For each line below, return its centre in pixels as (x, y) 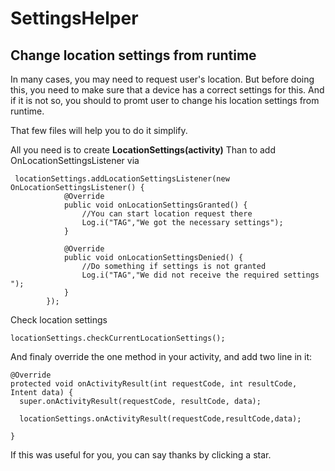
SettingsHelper (74, 18)
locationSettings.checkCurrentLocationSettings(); (118, 338)
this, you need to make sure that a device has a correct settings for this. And (167, 90)
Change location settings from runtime (133, 55)
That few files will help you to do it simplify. (99, 130)
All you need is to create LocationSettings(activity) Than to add (143, 150)
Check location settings (59, 320)
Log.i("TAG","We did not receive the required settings (200, 275)
